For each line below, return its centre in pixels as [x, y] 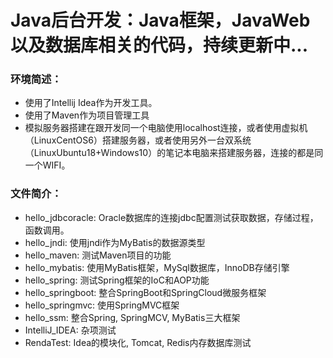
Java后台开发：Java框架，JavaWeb [160, 20]
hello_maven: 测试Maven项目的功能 [98, 255]
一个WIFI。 [47, 165]
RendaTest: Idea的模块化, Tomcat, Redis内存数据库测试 [138, 342]
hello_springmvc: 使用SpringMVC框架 [102, 305]
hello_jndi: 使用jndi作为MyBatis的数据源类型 [115, 242]
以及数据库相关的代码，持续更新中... [159, 45]
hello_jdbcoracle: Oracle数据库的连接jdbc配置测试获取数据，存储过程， [171, 217]
